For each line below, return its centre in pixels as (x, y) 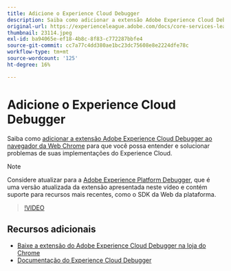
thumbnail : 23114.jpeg (40, 33)
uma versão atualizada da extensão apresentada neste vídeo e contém (107, 187)
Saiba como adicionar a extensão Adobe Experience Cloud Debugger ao (110, 138)
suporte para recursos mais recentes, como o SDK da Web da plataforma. (112, 194)
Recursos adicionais (52, 229)
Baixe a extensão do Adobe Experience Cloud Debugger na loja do (111, 246)
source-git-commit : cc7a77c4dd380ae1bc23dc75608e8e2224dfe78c (98, 45)
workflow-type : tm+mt (38, 52)
